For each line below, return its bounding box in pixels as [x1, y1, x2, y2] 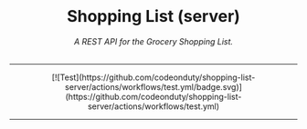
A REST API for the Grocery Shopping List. [73, 35, 234, 46]
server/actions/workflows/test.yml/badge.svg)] [65, 81, 242, 92]
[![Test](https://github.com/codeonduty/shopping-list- [51, 72, 256, 83]
